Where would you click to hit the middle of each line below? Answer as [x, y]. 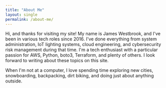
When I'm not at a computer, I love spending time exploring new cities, [79, 70]
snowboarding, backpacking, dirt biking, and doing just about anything [80, 76]
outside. [14, 81]
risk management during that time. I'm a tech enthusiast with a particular [82, 50]
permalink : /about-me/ [29, 19]
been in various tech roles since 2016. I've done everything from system [81, 39]
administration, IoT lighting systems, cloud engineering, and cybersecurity [83, 45]
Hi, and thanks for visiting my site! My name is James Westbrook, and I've [83, 34]
